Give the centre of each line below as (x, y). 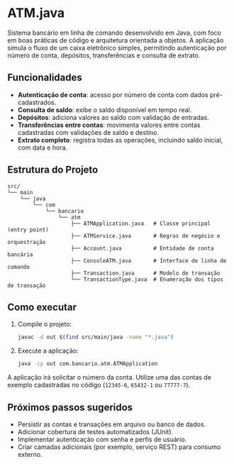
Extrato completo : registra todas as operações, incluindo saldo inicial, (120, 140)
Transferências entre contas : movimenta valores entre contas (109, 125)
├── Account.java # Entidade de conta (142, 248)
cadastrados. (37, 102)
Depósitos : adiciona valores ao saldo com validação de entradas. (113, 117)
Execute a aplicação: (48, 351)
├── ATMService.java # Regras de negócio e (145, 236)
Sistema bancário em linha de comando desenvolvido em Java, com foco (115, 33)
